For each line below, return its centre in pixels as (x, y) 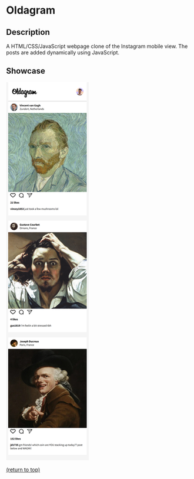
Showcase (26, 71)
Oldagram (31, 10)
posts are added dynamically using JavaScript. (63, 53)
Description (28, 32)
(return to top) (23, 470)
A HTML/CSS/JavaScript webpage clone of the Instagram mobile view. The (97, 46)
